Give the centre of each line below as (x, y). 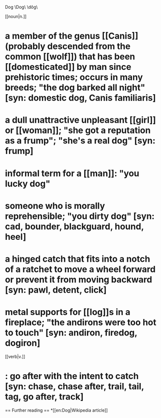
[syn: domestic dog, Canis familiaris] (80, 98)
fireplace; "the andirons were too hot (81, 323)
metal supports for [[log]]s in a (68, 312)
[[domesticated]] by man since (68, 67)
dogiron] (22, 343)
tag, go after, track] (44, 397)
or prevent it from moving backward (79, 279)
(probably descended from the (68, 46)
